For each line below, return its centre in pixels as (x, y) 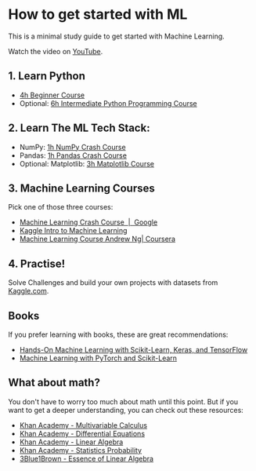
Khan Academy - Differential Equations (82, 433)
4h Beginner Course (52, 95)
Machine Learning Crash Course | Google (88, 222)
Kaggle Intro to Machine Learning (73, 231)
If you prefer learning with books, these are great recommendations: (118, 334)
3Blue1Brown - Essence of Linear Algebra (87, 458)
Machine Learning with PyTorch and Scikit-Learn (98, 358)
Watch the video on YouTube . (56, 51)
